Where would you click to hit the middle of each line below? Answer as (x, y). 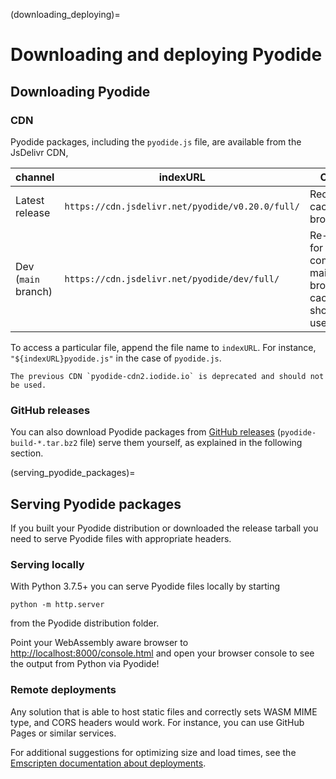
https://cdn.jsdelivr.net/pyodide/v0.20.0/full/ (182, 206)
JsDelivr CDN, (39, 152)
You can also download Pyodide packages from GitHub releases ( (145, 432)
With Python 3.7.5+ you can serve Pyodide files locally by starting (145, 586)
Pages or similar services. (63, 733)
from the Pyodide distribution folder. (85, 623)
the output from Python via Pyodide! (85, 664)
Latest (30, 200)
